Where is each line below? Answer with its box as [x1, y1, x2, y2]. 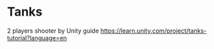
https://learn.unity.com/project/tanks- [100, 27, 207, 35]
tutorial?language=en [7, 33, 67, 42]
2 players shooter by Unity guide [7, 27, 99, 35]
